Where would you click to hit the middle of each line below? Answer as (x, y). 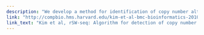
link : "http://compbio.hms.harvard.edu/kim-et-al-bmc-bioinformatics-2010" (104, 17)
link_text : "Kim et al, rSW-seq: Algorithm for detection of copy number (102, 23)
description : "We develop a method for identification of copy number (97, 12)
